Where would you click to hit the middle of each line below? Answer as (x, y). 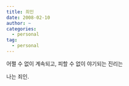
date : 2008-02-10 (28, 18)
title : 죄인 (20, 12)
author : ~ (19, 23)
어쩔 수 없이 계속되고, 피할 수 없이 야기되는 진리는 (65, 64)
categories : (21, 29)
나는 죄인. (18, 76)
